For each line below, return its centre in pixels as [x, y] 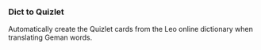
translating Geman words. [50, 37]
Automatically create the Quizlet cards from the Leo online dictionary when [131, 29]
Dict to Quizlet [36, 12]
